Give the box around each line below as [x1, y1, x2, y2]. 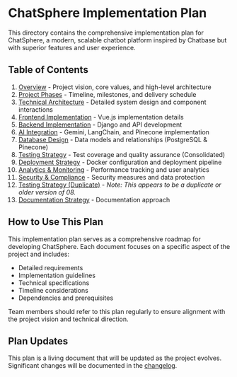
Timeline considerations [18, 286, 89, 294]
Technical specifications [18, 278, 90, 287]
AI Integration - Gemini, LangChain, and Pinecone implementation [18, 127, 209, 136]
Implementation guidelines [18, 271, 96, 279]
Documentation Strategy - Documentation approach [18, 195, 170, 204]
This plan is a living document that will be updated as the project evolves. [8, 354, 222, 362]
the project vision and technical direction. [8, 315, 129, 323]
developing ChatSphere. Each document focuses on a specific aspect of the [8, 242, 231, 250]
